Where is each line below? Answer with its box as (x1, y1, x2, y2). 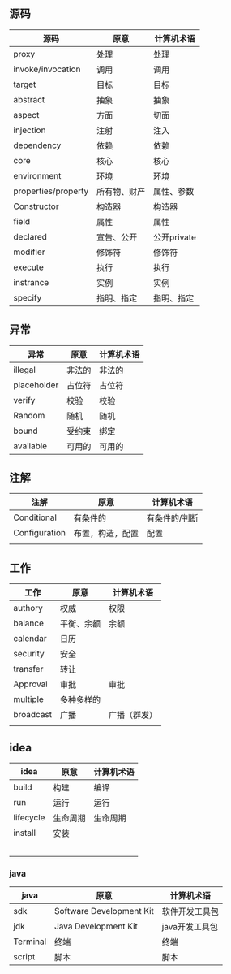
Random (13, 409, 45, 421)
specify (13, 292, 42, 303)
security (13, 648, 45, 660)
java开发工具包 (161, 921, 218, 933)
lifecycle (13, 812, 45, 824)
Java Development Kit (53, 920, 139, 932)
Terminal (13, 936, 47, 947)
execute (13, 262, 44, 273)
